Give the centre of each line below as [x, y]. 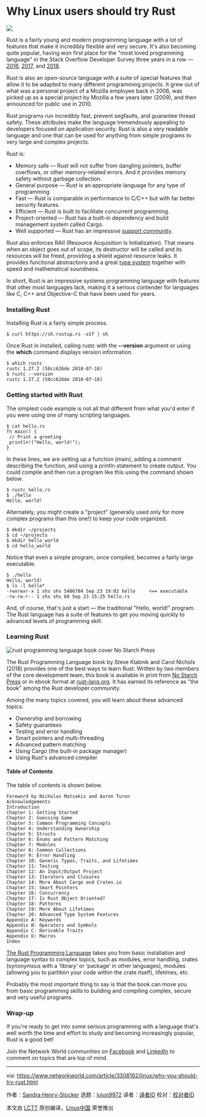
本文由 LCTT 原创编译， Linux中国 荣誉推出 [60, 1108]
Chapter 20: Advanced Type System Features [63, 915]
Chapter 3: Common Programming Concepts [59, 824]
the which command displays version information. [70, 352]
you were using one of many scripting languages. [69, 415]
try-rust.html [22, 1082]
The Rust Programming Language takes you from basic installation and [96, 953]
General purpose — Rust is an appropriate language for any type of [100, 185]
